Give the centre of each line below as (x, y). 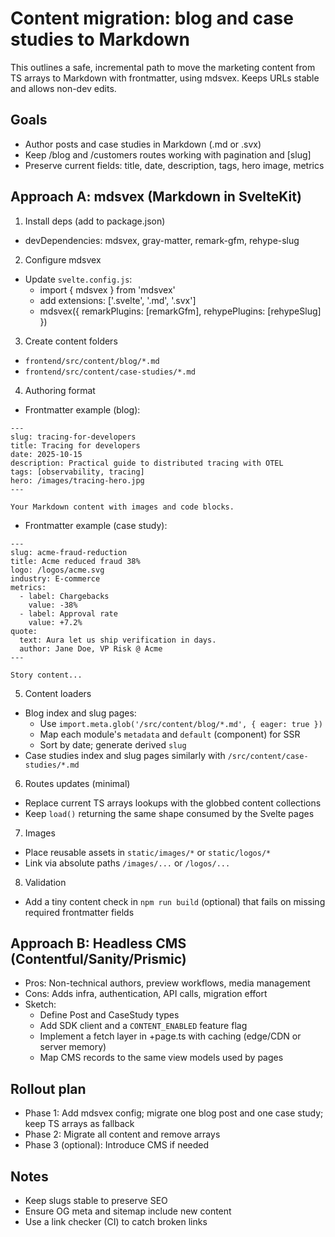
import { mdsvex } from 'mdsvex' (107, 289)
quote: (24, 631)
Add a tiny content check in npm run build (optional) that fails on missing (175, 901)
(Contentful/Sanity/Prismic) (98, 958)
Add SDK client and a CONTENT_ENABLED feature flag (143, 1026)
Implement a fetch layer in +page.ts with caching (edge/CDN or (170, 1036)
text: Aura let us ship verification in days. (118, 640)
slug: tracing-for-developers (73, 437)
